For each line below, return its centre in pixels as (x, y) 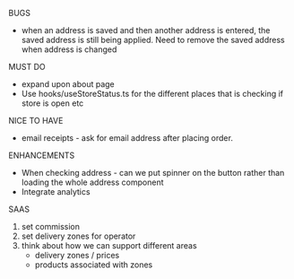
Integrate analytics (56, 192)
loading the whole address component (92, 182)
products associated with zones (94, 265)
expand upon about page (68, 84)
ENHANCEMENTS (42, 155)
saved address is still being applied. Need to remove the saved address (153, 40)
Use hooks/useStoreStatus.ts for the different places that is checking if (152, 94)
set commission (51, 227)
